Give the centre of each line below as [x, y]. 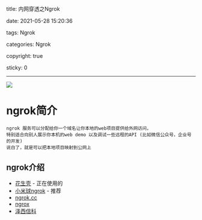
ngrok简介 [32, 111]
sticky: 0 [17, 68]
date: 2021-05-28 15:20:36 [40, 21]
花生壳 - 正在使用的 [39, 183]
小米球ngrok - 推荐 [38, 190]
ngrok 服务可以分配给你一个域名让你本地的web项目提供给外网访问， [79, 128]
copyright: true [25, 56]
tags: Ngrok [21, 33]
